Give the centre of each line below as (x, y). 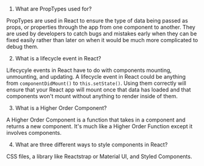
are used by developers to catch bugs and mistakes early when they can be (102, 34)
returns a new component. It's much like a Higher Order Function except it (100, 126)
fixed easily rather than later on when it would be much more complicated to (102, 40)
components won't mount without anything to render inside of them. (92, 96)
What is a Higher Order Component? (61, 108)
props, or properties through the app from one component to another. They (101, 27)
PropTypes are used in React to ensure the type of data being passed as (97, 20)
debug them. (22, 46)
